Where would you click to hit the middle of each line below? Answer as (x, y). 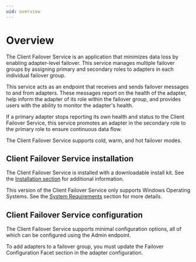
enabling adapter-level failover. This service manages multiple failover (90, 63)
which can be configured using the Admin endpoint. (69, 235)
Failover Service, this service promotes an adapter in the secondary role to (96, 123)
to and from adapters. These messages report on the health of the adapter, (97, 93)
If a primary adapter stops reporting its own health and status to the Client (95, 116)
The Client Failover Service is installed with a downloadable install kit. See (95, 173)
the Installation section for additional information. (65, 179)
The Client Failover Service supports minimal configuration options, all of (94, 229)
